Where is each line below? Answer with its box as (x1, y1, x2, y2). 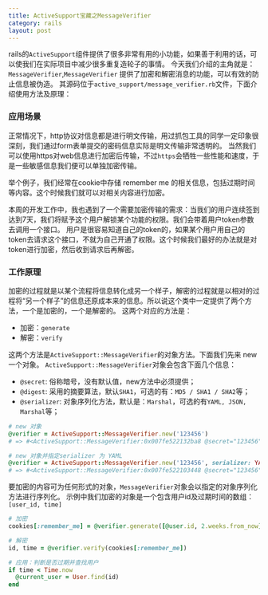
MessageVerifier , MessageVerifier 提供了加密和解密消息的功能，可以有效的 (8, 69, 253, 79)
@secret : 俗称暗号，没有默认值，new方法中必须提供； (19, 376, 196, 386)
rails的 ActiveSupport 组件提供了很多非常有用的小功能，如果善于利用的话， (8, 49, 250, 59)
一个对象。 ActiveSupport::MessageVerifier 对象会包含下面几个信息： (8, 360, 237, 369)
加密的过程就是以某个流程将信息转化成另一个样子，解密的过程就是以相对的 (8, 286, 253, 295)
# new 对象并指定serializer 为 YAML (8, 451, 123, 459)
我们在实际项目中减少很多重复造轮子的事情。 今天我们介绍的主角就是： (22, 59, 255, 69)
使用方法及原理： (14, 89, 72, 99)
